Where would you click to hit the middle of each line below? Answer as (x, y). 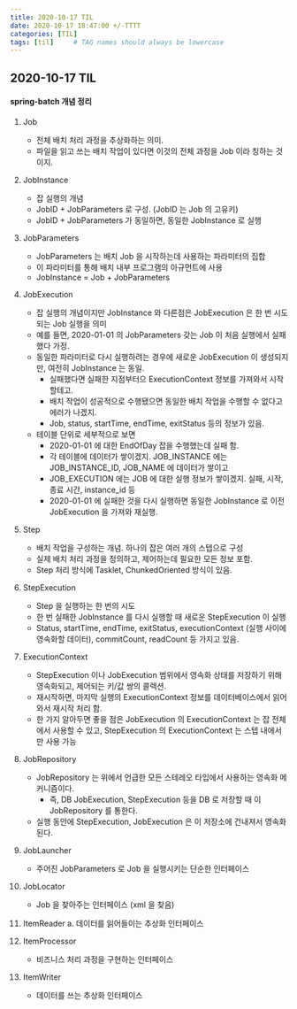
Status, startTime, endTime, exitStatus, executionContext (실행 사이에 (161, 628)
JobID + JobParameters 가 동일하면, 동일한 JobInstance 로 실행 (148, 220)
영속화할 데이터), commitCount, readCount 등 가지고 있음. (137, 639)
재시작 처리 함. (77, 708)
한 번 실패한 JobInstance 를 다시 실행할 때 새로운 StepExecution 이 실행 (161, 617)
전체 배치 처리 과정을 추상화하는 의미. (100, 140)
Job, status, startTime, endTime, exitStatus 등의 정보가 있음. (156, 423)
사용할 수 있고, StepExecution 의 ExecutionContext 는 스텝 (156, 730)
